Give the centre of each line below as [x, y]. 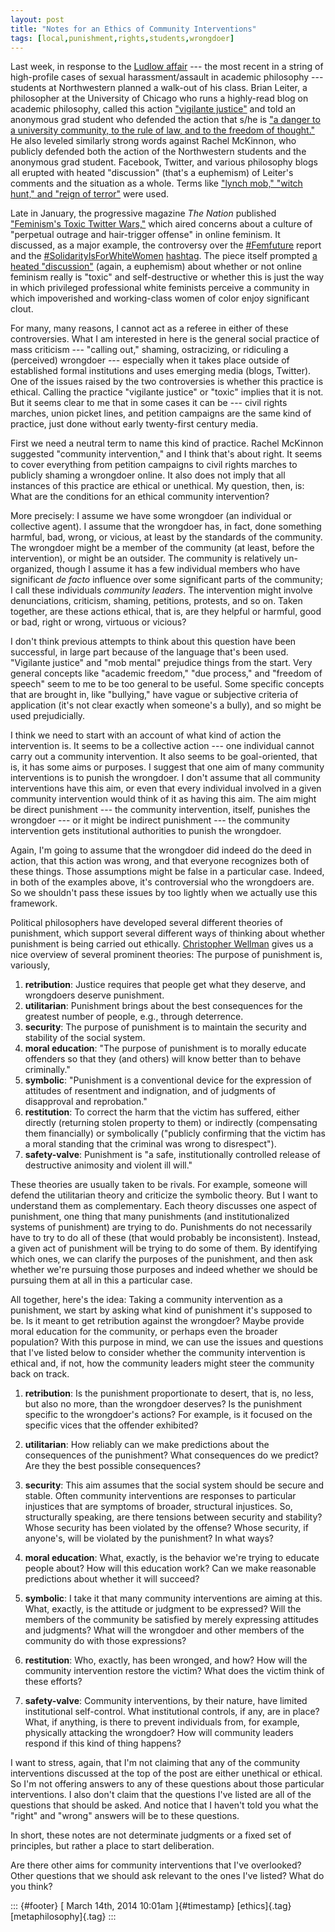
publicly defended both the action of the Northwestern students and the [158, 152]
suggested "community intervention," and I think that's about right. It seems [166, 454]
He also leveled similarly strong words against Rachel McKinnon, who [153, 141]
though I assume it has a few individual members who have [178, 569]
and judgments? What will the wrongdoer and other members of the [164, 1630]
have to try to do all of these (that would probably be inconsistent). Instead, [165, 1238]
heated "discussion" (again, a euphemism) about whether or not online [156, 267]
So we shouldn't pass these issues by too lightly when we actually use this [164, 893]
